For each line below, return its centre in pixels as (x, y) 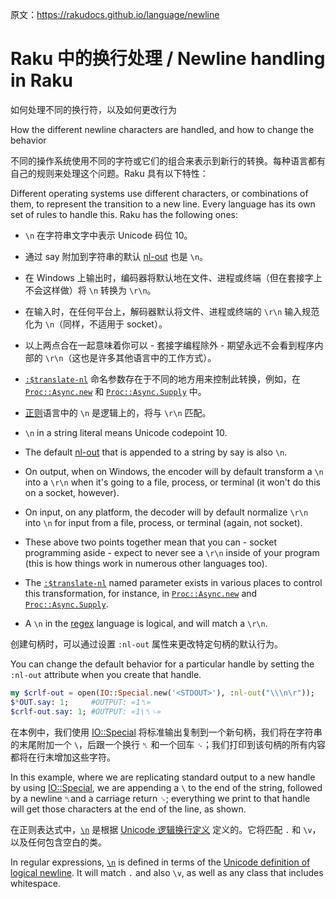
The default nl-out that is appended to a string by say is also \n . (156, 452)
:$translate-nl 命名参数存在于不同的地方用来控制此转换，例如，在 (162, 379)
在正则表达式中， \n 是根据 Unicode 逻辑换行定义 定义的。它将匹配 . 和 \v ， (166, 829)
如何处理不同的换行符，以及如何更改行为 (93, 109)
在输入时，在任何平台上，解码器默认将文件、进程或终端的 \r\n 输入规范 (172, 311)
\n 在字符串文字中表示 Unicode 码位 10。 (108, 235)
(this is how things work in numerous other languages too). (146, 563)
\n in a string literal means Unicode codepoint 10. (126, 432)
